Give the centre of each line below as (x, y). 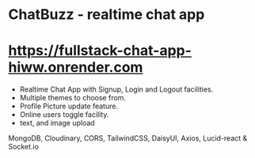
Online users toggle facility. (64, 115)
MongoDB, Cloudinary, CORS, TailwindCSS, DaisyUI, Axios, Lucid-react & (128, 138)
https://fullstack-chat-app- (100, 51)
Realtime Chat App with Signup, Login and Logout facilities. (116, 89)
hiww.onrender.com (76, 68)
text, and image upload (57, 123)
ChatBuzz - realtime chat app (107, 15)
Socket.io (24, 147)
